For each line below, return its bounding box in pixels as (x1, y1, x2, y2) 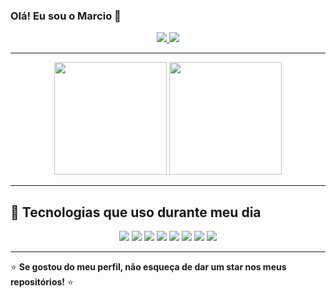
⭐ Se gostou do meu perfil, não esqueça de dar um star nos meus (10, 261, 287, 273)
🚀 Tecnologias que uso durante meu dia (10, 204, 262, 221)
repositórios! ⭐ (10, 276, 74, 288)
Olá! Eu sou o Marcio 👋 (10, 9, 122, 23)
